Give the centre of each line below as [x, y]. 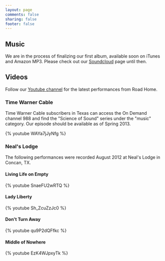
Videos [16, 77]
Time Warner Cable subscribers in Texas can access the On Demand [76, 113]
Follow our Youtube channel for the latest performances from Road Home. [81, 89]
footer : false [20, 24]
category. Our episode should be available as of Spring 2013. [68, 124]
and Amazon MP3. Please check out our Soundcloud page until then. [76, 62]
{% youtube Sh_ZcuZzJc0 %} [36, 208]
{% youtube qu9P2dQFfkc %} [36, 230]
